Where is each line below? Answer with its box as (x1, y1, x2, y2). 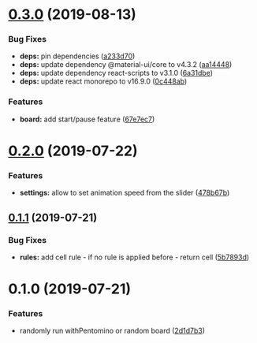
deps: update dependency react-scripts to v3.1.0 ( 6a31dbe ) (19, 69, 214, 78)
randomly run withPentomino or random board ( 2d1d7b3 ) (19, 326, 205, 336)
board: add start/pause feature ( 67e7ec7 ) (19, 114, 155, 124)
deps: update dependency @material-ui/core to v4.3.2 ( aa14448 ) (19, 60, 233, 69)
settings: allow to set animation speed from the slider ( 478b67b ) (19, 188, 230, 198)
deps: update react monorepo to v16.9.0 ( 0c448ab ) (19, 76, 188, 86)
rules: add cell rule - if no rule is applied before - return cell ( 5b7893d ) (19, 252, 250, 262)
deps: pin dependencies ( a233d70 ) (19, 51, 136, 61)
